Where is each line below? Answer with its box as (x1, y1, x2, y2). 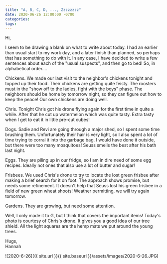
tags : (5, 21, 16, 26)
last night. (5, 147, 26, 153)
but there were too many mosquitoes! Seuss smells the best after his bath (5, 142, 157, 148)
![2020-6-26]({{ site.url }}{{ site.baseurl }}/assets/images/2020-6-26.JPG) (5, 253, 159, 259)
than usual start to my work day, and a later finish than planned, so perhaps (5, 50, 161, 56)
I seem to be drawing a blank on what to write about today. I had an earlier (5, 44, 158, 50)
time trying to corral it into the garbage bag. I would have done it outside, (5, 137, 156, 143)
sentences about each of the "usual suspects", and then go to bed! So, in (5, 60, 156, 66)
